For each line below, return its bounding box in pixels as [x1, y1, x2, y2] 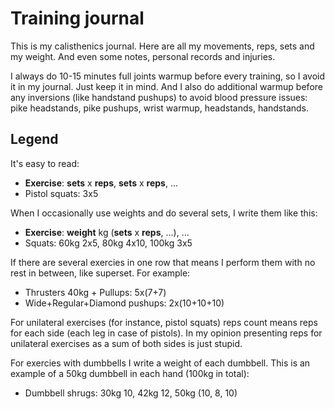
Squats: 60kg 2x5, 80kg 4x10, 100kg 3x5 [24, 237, 193, 249]
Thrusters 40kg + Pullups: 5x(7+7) [24, 286, 167, 298]
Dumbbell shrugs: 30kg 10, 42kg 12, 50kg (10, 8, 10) [24, 387, 238, 399]
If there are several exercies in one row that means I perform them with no [10, 256, 316, 268]
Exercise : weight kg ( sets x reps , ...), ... [24, 226, 190, 238]
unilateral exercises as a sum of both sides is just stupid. [10, 337, 243, 349]
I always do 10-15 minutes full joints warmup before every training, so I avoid [10, 70, 326, 82]
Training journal [10, 7, 145, 30]
